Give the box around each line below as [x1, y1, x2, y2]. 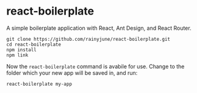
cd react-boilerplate [6, 41, 62, 47]
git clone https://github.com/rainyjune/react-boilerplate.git [6, 36, 171, 42]
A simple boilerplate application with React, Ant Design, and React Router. [6, 24, 192, 32]
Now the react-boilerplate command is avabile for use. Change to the [6, 63, 185, 70]
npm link [6, 52, 29, 58]
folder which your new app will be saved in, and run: [6, 69, 138, 77]
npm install [6, 47, 37, 53]
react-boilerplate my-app [6, 81, 72, 87]
